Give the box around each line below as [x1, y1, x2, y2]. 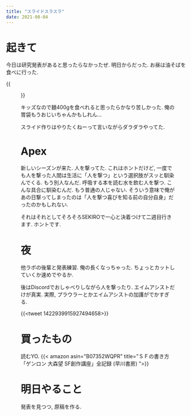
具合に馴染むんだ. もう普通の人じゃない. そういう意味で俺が [30, 187, 175, 194]
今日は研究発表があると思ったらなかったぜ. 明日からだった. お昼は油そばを [6, 61, 186, 68]
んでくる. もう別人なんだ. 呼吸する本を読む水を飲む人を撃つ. [20, 179, 166, 186]
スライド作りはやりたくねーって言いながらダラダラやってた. [20, 123, 165, 130]
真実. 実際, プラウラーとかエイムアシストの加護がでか [30, 291, 159, 298]
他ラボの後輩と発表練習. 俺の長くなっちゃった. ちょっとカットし [20, 264, 175, 271]
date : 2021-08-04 [6, 14, 48, 20]
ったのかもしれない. [20, 201, 69, 208]
